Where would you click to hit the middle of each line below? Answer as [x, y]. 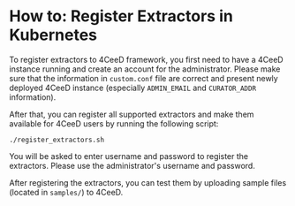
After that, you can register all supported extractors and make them [132, 114]
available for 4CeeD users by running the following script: [114, 123]
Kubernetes [53, 35]
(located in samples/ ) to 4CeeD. [66, 192]
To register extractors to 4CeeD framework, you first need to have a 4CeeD [147, 59]
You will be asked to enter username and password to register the [129, 156]
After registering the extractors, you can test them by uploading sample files [148, 182]
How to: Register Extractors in [121, 16]
